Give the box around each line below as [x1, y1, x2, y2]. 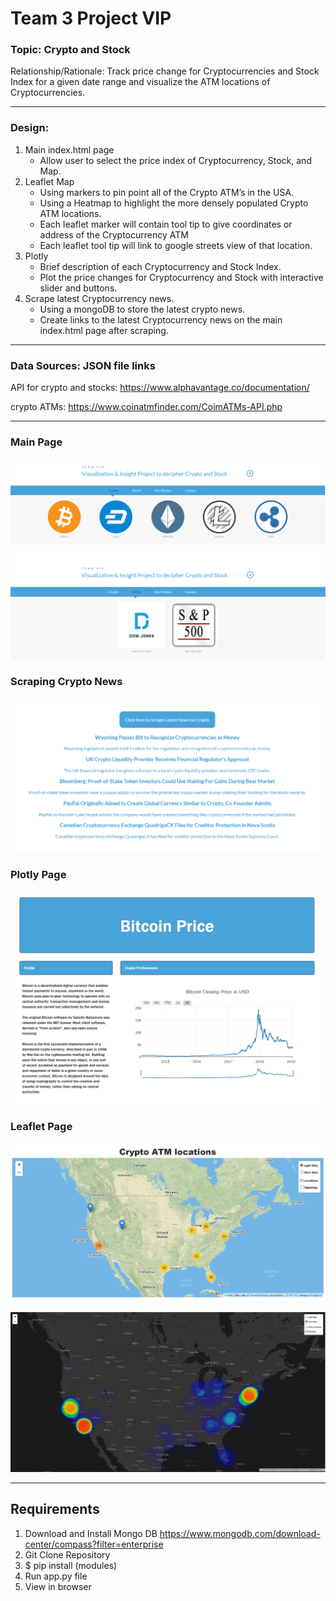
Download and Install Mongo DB [24, 1527, 158, 1539]
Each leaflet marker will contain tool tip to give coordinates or [39, 218, 293, 230]
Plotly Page [10, 867, 67, 881]
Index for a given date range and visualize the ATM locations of [10, 76, 271, 88]
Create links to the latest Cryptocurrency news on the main [39, 313, 283, 326]
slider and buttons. [39, 282, 118, 294]
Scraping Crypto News [10, 674, 123, 688]
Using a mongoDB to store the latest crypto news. [39, 303, 246, 315]
